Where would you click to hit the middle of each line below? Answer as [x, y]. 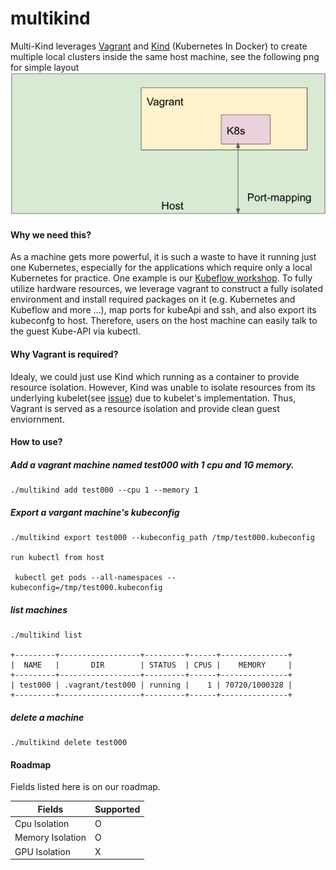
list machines [39, 609]
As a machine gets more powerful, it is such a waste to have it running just [163, 257]
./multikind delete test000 [69, 743]
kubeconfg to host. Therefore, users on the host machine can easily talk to [164, 321]
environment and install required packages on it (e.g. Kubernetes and [153, 299]
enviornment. [37, 419]
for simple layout [45, 67]
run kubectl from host [57, 558]
